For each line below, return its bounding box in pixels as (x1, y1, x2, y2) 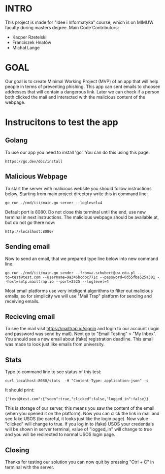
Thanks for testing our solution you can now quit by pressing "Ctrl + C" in (5, 459, 154, 465)
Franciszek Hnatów (12, 39, 52, 45)
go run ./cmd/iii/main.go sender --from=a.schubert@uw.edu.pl (5, 270, 135, 275)
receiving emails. (5, 298, 40, 304)
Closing (5, 446, 30, 454)
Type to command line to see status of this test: (5, 369, 102, 375)
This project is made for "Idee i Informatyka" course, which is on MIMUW (5, 19, 154, 25)
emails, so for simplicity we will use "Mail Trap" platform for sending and (5, 293, 152, 299)
